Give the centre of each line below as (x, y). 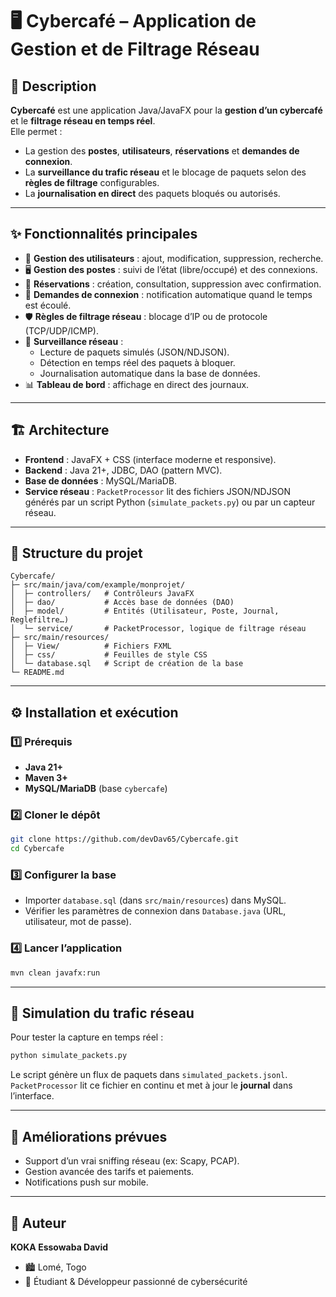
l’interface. (32, 1096)
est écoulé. (48, 305)
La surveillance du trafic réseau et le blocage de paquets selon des (165, 172)
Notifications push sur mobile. (86, 1182)
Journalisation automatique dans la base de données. (150, 373)
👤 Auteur (38, 1223)
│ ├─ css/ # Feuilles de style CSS (109, 655)
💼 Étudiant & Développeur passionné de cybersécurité (136, 1281)
